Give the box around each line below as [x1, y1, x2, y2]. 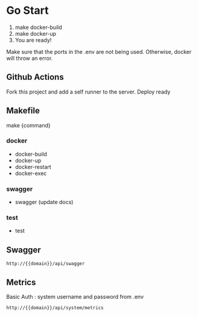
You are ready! [14, 36, 52, 43]
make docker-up [14, 30, 56, 37]
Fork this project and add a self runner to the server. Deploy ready [6, 88, 171, 95]
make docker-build [14, 24, 62, 31]
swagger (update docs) [14, 199, 74, 206]
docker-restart [14, 163, 51, 170]
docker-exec [14, 170, 47, 177]
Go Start [6, 4, 49, 18]
